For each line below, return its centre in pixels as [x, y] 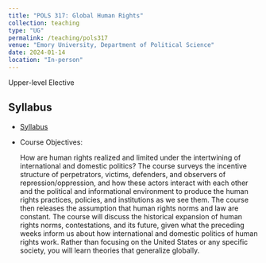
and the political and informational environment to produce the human [134, 191]
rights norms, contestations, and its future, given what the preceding [132, 225]
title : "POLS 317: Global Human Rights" [76, 15]
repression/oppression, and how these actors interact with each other [134, 183]
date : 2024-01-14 [37, 52]
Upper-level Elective [41, 82]
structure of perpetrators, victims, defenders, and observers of [123, 174]
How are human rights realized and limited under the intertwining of [130, 157]
